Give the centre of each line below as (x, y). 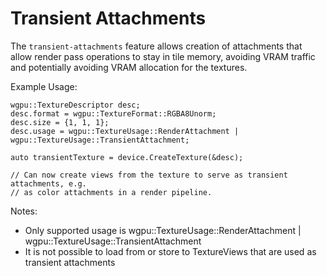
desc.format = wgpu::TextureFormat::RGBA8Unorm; (113, 113)
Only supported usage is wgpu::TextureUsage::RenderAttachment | (163, 230)
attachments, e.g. (48, 183)
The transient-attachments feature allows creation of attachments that (156, 46)
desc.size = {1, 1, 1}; (60, 122)
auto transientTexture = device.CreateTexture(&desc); (127, 157)
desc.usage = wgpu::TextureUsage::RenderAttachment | (125, 131)
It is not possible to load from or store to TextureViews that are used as (170, 251)
